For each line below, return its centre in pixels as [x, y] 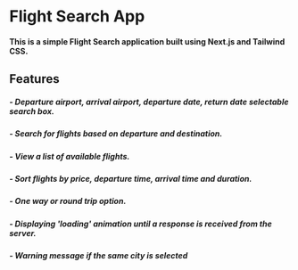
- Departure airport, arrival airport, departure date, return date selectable [149, 102]
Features [34, 79]
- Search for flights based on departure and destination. [116, 134]
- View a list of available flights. [70, 156]
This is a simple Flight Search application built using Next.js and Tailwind [147, 41]
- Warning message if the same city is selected [99, 256]
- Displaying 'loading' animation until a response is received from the [141, 224]
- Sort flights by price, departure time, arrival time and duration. [131, 178]
